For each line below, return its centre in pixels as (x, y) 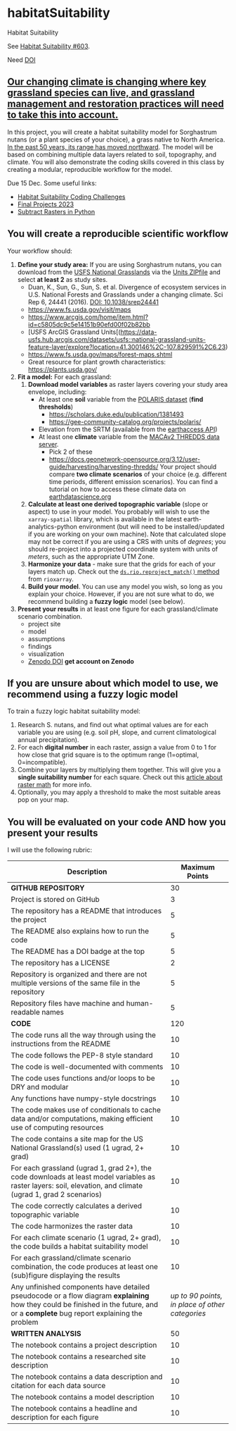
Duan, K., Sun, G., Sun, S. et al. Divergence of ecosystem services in (127, 287)
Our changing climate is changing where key (107, 82)
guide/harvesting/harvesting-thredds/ (104, 466)
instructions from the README (61, 1044)
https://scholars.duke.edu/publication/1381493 (116, 414)
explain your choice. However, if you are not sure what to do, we (121, 594)
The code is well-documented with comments (87, 1067)
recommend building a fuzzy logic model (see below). (106, 601)
